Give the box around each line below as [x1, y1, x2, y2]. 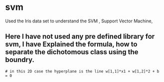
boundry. [5, 56, 35, 64]
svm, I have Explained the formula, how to [5, 40, 138, 49]
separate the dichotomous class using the [5, 48, 139, 56]
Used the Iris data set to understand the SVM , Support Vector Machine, [5, 18, 153, 24]
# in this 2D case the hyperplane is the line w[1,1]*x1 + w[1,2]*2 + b [5, 69, 160, 74]
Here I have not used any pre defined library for [5, 32, 155, 41]
